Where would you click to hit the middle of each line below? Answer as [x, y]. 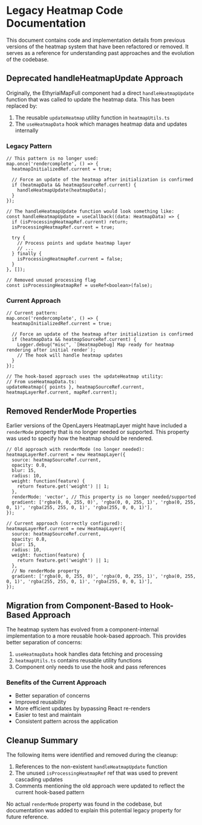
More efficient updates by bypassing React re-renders [83, 708]
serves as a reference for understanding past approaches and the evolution [100, 53]
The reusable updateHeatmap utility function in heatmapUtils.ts [93, 117]
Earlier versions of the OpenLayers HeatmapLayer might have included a [97, 425]
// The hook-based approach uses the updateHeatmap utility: [85, 377]
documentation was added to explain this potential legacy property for [94, 810]
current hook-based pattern [50, 792]
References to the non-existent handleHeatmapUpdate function [91, 767]
